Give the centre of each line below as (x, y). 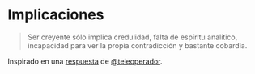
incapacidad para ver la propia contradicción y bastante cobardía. (137, 45)
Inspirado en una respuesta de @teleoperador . (85, 61)
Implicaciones (56, 15)
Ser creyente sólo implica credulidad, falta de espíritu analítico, (132, 37)
